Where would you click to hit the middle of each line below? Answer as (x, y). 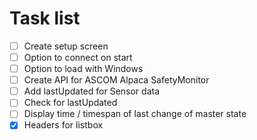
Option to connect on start (78, 57)
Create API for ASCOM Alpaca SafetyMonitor (116, 80)
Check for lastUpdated (70, 103)
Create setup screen (66, 46)
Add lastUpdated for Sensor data (92, 91)
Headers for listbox (63, 125)
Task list (45, 18)
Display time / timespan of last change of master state (135, 114)
